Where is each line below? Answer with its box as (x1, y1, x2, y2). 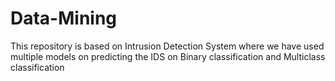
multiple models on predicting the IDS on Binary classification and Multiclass (10, 50, 326, 62)
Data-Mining (10, 7, 118, 30)
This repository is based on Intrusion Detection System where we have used (10, 40, 325, 52)
